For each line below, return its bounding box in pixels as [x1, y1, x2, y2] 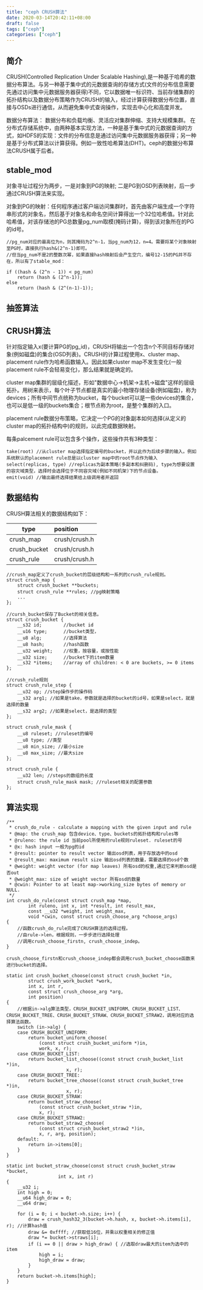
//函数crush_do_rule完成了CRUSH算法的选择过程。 [17, 925, 131, 931]
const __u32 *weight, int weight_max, [28, 908, 126, 914]
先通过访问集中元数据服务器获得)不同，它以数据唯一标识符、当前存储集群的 [6, 88, 195, 95]
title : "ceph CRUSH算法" [6, 9, 67, 15]
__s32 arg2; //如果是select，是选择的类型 [17, 708, 117, 714]
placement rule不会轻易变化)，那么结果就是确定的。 [6, 365, 137, 373]
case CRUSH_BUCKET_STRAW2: [17, 1114, 86, 1121]
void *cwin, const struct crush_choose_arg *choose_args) [28, 913, 178, 920]
